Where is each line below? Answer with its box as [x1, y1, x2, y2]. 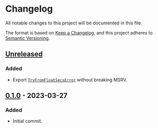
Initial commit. [12, 118, 42, 124]
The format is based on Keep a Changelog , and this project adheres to [5, 29, 153, 36]
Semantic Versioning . [5, 35, 50, 41]
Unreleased [5, 50, 43, 58]
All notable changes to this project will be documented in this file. [5, 20, 143, 26]
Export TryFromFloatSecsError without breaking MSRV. [12, 77, 127, 83]
